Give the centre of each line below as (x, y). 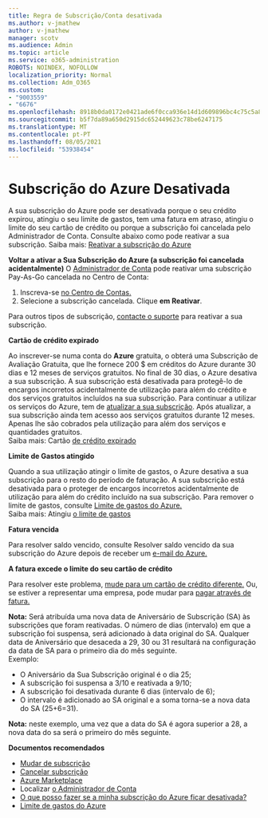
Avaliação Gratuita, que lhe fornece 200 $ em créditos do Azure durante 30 (132, 365)
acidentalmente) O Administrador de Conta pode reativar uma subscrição (130, 269)
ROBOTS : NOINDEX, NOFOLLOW (53, 68)
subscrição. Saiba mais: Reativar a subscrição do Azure (100, 245)
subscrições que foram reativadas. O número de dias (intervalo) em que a (130, 625)
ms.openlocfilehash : (43, 113)
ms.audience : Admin (41, 45)
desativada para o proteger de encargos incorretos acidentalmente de (124, 488)
